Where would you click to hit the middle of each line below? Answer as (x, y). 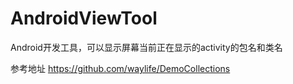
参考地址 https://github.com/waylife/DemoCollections (120, 68)
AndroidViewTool (84, 18)
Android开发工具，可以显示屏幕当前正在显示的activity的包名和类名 (146, 47)
